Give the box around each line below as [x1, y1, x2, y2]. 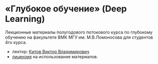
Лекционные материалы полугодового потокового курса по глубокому [5, 29, 153, 35]
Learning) [5, 13, 45, 24]
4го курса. [5, 39, 27, 45]
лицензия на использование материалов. [12, 53, 98, 59]
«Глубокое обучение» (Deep [5, 3, 127, 14]
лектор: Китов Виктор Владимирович [12, 49, 90, 54]
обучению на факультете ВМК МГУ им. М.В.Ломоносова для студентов [5, 34, 153, 40]
